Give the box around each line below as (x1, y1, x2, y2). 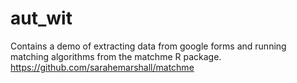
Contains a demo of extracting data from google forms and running (10, 40, 287, 52)
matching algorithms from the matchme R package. (10, 50, 222, 62)
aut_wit (10, 7, 73, 30)
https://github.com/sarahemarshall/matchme (10, 61, 195, 73)
